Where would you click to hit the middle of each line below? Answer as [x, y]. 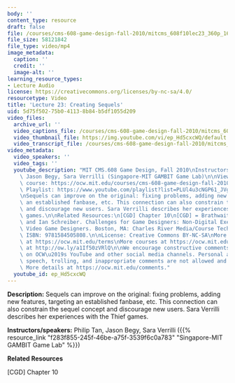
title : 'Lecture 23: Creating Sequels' [65, 105]
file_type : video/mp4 [39, 46]
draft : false [26, 27]
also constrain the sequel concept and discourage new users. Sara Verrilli [114, 309]
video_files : [26, 118]
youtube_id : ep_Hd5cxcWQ [50, 274]
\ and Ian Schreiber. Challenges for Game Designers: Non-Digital [119, 222]
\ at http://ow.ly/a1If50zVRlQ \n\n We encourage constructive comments [125, 248]
